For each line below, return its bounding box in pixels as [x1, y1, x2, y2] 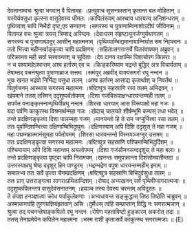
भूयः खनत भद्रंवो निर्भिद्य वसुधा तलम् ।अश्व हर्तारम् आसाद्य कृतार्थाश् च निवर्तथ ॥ [7, 76, 178, 84]
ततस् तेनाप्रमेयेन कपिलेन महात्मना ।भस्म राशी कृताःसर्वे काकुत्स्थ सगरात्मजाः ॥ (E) [7, 215, 184, 223]
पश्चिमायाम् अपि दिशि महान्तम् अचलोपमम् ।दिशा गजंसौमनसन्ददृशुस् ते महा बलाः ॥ [7, 146, 181, 154]
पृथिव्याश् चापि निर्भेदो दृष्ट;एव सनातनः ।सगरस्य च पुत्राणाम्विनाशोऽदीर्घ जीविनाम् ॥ [7, 22, 180, 30]
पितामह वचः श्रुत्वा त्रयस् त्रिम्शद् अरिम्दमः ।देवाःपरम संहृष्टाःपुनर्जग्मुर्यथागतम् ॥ [7, 30, 169, 38]
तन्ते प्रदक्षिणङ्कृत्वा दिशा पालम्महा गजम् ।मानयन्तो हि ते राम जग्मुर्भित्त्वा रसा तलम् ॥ [7, 115, 184, 123]
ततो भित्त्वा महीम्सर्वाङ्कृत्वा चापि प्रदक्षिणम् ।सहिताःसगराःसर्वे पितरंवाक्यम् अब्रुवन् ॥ [7, 45, 180, 53]
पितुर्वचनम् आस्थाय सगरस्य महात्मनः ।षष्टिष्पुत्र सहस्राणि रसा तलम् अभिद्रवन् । [7, 84, 174, 92]
